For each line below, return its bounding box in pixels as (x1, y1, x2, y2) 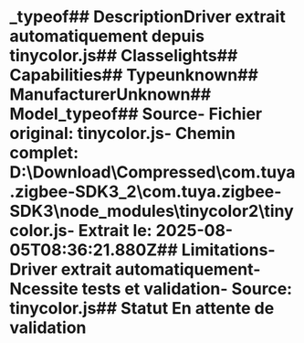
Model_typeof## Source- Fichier (9, 103, 263, 124)
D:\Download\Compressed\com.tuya (9, 162, 296, 183)
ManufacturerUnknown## (9, 84, 212, 105)
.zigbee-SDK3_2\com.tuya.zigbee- (9, 181, 282, 202)
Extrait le (78, 220, 148, 241)
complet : (9, 143, 79, 164)
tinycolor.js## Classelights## (9, 46, 238, 66)
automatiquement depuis (9, 26, 205, 47)
